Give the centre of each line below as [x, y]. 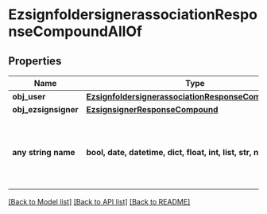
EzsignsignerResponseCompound [152, 109]
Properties [35, 61]
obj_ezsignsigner [46, 109]
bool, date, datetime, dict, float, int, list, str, [169, 152]
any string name [44, 152]
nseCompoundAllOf [75, 31]
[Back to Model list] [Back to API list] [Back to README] [99, 202]
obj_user [29, 97]
